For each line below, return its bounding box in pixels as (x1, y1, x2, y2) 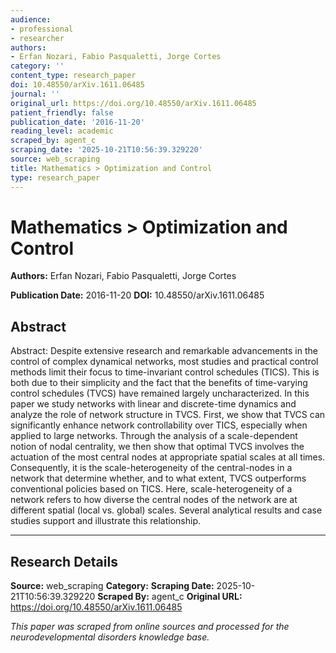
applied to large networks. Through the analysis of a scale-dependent (10, 430, 298, 442)
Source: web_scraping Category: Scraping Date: (10, 580, 215, 592)
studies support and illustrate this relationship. (10, 515, 201, 527)
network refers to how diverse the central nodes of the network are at (10, 494, 298, 506)
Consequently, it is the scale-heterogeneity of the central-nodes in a (10, 462, 293, 474)
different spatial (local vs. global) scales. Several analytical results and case (10, 504, 323, 516)
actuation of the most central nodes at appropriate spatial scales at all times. (10, 451, 326, 463)
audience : (10, 14, 52, 25)
